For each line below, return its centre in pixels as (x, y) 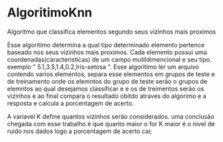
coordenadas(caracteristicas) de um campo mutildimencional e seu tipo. (109, 59)
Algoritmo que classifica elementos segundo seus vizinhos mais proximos (111, 32)
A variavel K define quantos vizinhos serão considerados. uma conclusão (111, 116)
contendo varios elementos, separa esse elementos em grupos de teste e (111, 74)
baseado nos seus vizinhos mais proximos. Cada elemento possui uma (107, 52)
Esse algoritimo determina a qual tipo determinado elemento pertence (106, 45)
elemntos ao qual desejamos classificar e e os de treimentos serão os (106, 88)
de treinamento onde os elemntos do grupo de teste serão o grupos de (107, 81)
